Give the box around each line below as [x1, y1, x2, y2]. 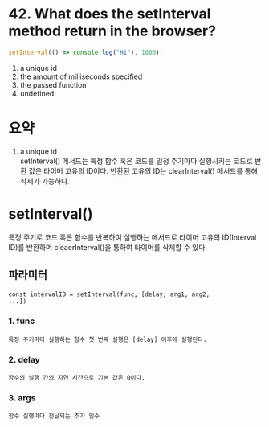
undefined [19, 88, 55, 98]
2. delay [8, 354, 40, 365]
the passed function [19, 80, 87, 89]
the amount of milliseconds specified [19, 72, 143, 81]
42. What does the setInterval [8, 5, 211, 23]
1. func [8, 315, 35, 326]
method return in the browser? [8, 22, 217, 40]
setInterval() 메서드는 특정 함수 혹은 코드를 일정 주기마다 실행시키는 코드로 [19, 156, 253, 166]
